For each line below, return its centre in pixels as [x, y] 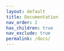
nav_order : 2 [22, 22]
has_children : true [30, 28]
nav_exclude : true [28, 33]
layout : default [26, 11]
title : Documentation [32, 17]
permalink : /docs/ [28, 39]
